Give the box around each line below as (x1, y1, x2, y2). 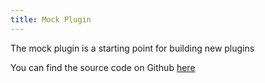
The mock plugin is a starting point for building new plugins (10, 42, 255, 54)
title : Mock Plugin (10, 14, 92, 25)
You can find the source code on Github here (10, 61, 196, 73)
